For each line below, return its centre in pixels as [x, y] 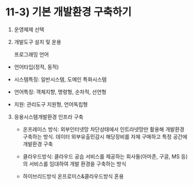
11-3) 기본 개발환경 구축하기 [69, 12]
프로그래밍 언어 [31, 54]
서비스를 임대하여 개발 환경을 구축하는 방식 [78, 164]
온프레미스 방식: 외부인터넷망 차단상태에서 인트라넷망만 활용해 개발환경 [104, 129]
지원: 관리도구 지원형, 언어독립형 [51, 104]
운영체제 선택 [29, 29]
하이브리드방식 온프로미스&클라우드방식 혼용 [73, 176]
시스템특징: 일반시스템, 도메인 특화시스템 [60, 79]
